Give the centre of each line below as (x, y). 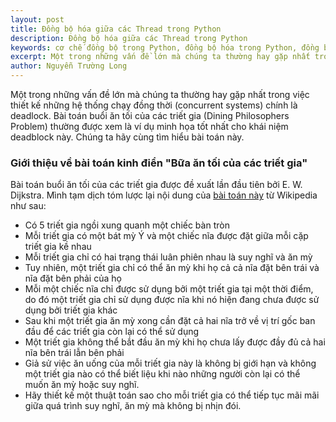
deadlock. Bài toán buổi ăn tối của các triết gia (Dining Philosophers (150, 115)
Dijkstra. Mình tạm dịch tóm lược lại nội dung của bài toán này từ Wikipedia (164, 195)
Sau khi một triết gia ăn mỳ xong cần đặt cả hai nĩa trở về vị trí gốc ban (170, 321)
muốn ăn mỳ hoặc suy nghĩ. (82, 385)
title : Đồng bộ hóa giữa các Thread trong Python (116, 29)
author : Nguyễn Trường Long (69, 66)
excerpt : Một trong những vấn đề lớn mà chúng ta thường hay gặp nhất (160, 57)
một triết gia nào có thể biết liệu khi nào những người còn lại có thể (162, 374)
